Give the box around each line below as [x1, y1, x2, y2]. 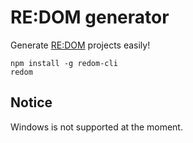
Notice [10, 94, 53, 111]
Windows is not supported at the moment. [10, 121, 183, 133]
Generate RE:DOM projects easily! [10, 39, 151, 51]
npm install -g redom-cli [10, 58, 118, 68]
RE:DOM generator [10, 6, 170, 29]
